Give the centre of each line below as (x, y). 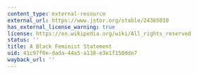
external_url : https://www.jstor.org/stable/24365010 (88, 20)
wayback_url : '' (31, 60)
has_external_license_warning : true (61, 27)
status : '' (23, 40)
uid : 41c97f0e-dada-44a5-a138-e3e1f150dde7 (72, 54)
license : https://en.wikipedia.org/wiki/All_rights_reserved (99, 33)
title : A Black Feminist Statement (60, 47)
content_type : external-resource (57, 14)
